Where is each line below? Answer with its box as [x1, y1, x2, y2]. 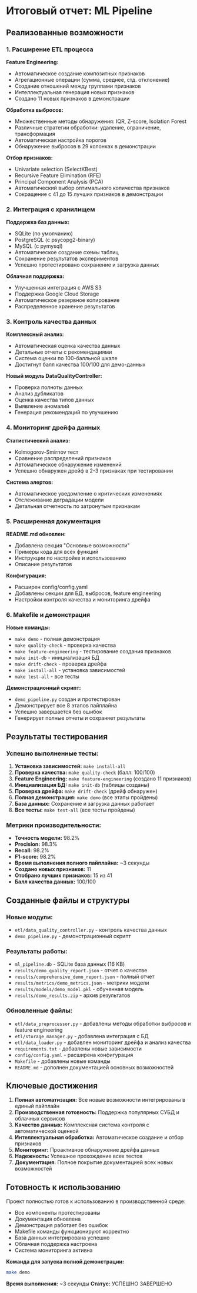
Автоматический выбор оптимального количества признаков [14, 184, 170, 191]
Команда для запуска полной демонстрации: [6, 1258, 125, 1265]
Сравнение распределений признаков [14, 454, 112, 461]
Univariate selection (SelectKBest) [14, 165, 98, 172]
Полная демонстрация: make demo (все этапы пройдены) [14, 794, 158, 801]
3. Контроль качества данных [6, 318, 97, 326]
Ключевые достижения [6, 1081, 98, 1091]
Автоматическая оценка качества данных [14, 343, 121, 350]
